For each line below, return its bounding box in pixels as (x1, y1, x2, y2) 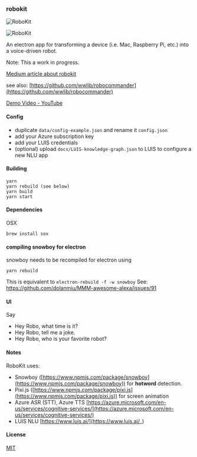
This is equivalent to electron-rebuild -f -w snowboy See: (6, 278, 148, 285)
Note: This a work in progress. (6, 59, 80, 66)
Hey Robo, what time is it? (14, 323, 78, 330)
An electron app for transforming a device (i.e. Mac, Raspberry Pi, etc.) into (6, 41, 189, 49)
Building (6, 165, 27, 172)
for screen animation (119, 392, 169, 400)
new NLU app (14, 152, 48, 159)
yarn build (6, 188, 33, 194)
